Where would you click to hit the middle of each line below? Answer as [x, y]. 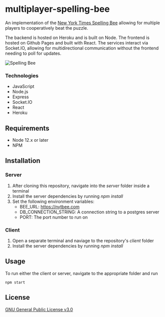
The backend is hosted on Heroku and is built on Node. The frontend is [77, 38]
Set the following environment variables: [53, 201]
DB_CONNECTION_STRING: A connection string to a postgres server [89, 212]
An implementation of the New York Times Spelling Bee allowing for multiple [83, 23]
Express [21, 97]
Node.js [20, 92]
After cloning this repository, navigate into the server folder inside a [81, 186]
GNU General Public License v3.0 [39, 309]
